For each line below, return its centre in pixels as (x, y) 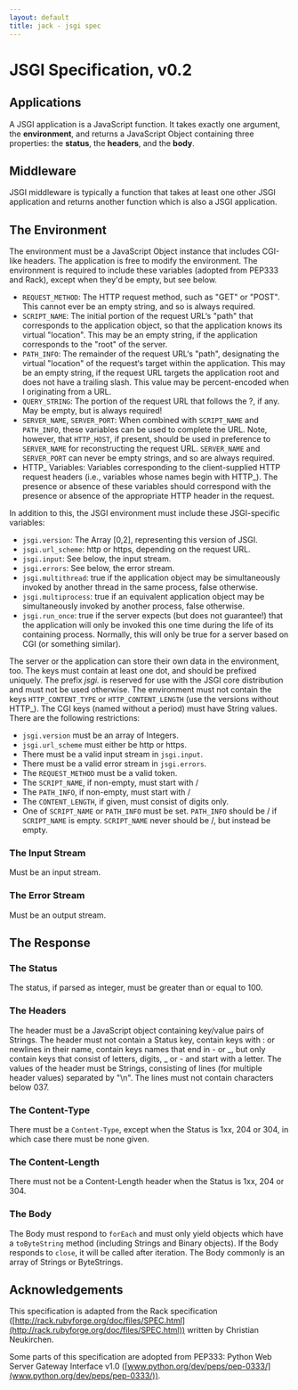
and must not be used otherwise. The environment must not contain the (141, 690)
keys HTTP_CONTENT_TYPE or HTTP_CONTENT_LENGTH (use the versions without (144, 699)
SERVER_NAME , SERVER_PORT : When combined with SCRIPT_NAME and (141, 421)
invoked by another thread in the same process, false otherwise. (140, 587)
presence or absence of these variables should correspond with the (146, 487)
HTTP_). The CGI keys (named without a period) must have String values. (143, 708)
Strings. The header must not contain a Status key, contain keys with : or (142, 1040)
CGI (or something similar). (72, 644)
